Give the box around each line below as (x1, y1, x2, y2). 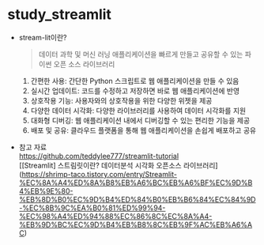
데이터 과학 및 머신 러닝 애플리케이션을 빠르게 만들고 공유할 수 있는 (38, 49, 243, 58)
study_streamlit (7, 6, 112, 24)
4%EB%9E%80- (18, 186, 74, 195)
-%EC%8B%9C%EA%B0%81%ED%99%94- (18, 203, 166, 213)
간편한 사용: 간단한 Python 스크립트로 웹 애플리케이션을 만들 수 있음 (30, 76, 239, 85)
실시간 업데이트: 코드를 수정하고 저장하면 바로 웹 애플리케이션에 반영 (30, 85, 240, 96)
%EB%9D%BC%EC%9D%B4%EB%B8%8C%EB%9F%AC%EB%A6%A (18, 220, 253, 229)
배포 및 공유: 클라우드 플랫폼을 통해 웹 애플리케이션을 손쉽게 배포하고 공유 (30, 125, 257, 135)
